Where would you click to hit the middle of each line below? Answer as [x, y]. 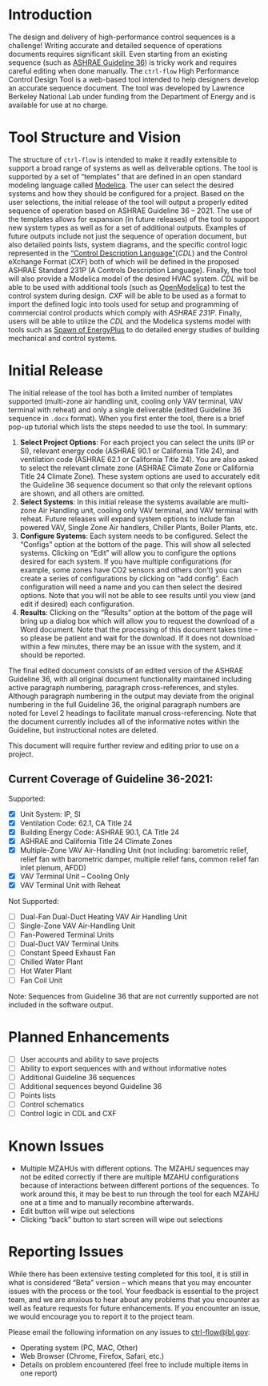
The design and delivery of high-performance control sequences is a [122, 37]
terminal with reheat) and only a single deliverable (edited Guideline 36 [125, 409]
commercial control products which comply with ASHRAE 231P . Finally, [125, 312]
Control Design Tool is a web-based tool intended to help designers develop [134, 79]
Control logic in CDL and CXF [68, 1113]
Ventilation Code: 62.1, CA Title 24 [76, 823]
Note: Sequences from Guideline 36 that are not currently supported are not [134, 996]
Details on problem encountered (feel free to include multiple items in [134, 1364]
